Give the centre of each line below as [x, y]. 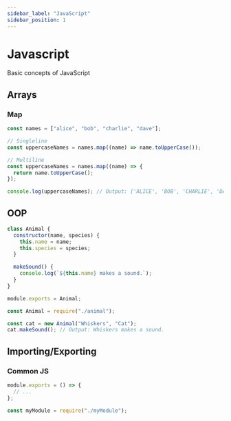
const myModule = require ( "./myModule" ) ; [67, 411]
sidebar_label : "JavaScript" [49, 13]
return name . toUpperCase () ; [54, 173]
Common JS [28, 371]
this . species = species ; [55, 248]
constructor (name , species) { [56, 235]
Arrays [22, 95]
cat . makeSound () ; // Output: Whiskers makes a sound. [86, 330]
